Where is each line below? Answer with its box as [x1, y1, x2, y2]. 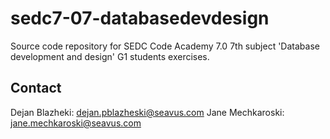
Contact [10, 80, 62, 97]
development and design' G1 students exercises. [10, 50, 210, 62]
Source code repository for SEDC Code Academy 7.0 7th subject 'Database [10, 40, 320, 52]
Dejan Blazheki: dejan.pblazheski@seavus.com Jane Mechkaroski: [10, 106, 285, 118]
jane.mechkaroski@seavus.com [10, 117, 142, 129]
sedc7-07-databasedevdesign [10, 7, 270, 30]
